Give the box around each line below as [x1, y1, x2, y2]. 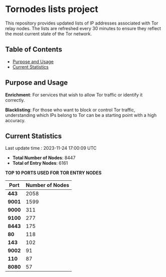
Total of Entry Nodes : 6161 [12, 160, 68, 166]
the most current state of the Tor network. [5, 31, 92, 37]
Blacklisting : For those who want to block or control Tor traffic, [5, 107, 135, 113]
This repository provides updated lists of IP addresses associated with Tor [5, 20, 158, 26]
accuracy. [5, 117, 26, 123]
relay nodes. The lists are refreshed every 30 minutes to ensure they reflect [5, 25, 161, 31]
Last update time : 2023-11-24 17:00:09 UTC [5, 145, 97, 151]
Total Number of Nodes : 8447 [12, 155, 76, 161]
